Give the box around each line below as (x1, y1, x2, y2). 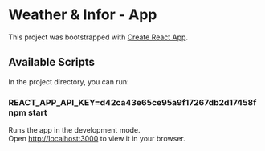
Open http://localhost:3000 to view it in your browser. (8, 134, 186, 144)
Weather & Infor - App (8, 6, 157, 24)
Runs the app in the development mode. (8, 125, 141, 135)
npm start (8, 107, 48, 118)
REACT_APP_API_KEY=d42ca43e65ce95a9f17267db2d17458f (8, 96, 257, 108)
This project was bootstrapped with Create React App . (8, 32, 189, 42)
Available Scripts (8, 55, 95, 69)
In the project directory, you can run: (8, 76, 129, 86)
